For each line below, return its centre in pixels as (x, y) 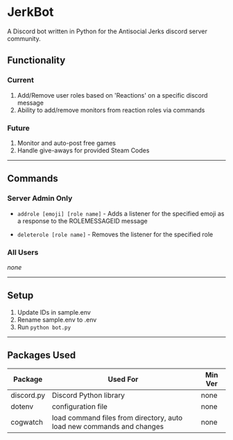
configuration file (79, 406)
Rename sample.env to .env (57, 319)
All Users (23, 252)
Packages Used (42, 355)
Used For (123, 379)
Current (21, 80)
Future (18, 127)
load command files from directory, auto (117, 418)
